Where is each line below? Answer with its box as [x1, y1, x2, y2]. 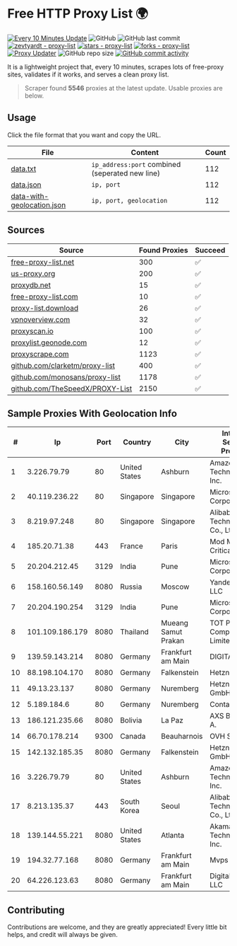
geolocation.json [11, 200, 66, 209]
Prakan [161, 636, 185, 646]
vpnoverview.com [11, 314, 71, 324]
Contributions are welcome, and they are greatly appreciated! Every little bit [7, 923, 227, 931]
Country [123, 437, 152, 447]
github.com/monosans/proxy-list [11, 372, 121, 382]
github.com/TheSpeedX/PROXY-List [11, 383, 133, 393]
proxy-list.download [11, 303, 79, 313]
